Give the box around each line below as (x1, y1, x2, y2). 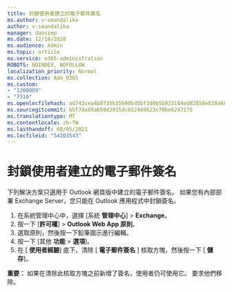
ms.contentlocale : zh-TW (7, 119, 79, 126)
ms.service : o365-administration (7, 55, 104, 62)
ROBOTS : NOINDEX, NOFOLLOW (7, 61, 85, 68)
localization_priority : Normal (7, 68, 97, 75)
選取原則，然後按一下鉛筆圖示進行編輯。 (17, 228, 133, 237)
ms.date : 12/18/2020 (7, 36, 67, 43)
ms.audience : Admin (7, 42, 64, 49)
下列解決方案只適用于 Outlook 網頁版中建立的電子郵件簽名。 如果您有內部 (7, 188, 216, 197)
